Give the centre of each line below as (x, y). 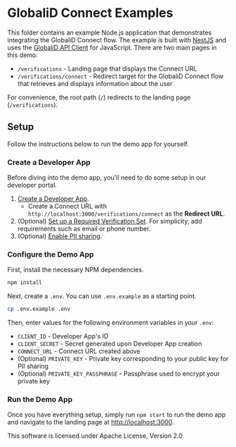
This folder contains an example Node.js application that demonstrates (110, 32)
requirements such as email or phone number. (84, 229)
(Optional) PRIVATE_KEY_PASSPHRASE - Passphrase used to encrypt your (118, 374)
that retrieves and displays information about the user (95, 83)
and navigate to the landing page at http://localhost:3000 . (91, 422)
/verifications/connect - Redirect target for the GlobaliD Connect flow (120, 76)
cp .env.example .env (39, 309)
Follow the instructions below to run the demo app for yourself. (98, 144)
